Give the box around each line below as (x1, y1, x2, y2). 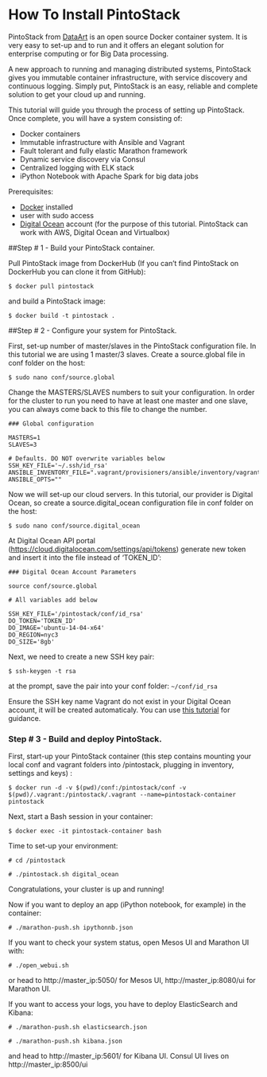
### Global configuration (8, 420, 94, 428)
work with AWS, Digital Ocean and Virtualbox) (19, 227, 170, 237)
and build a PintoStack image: (8, 296, 106, 306)
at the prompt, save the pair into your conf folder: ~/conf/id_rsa (8, 681, 218, 691)
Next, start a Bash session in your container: (8, 812, 153, 821)
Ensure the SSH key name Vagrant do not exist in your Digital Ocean (8, 696, 232, 706)
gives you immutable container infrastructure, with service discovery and (8, 72, 248, 82)
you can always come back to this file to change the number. (8, 404, 208, 413)
